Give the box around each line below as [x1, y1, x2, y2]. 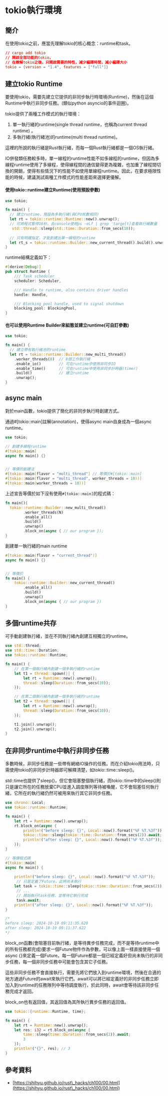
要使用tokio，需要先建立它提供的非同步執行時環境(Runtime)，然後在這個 [5, 94, 154, 100]
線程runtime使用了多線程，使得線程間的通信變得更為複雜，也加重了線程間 [5, 162, 157, 168]
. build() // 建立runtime [14, 370, 89, 376]
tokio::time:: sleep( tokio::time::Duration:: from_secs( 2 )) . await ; [23, 833, 162, 838]
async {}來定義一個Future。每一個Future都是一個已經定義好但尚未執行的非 [5, 952, 158, 958]
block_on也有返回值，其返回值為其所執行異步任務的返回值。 [5, 999, 129, 1005]
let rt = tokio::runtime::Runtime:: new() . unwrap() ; [9, 217, 120, 222]
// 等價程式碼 [5, 855, 31, 861]
